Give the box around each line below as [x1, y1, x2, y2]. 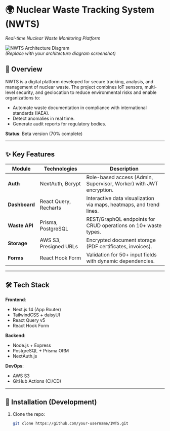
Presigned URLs [39, 243, 78, 250]
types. [86, 228, 101, 235]
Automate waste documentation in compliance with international [12, 105, 147, 111]
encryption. [86, 186, 114, 193]
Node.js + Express [12, 342, 52, 348]
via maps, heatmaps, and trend [86, 201, 160, 208]
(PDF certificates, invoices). [86, 243, 152, 250]
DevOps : [5, 363, 24, 369]
